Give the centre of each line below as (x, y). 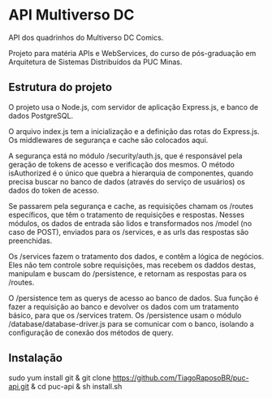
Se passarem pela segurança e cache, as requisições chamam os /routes (131, 206)
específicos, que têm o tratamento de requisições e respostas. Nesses (127, 215)
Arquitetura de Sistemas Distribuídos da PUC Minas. (95, 62)
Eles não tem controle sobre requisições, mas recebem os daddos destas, (132, 265)
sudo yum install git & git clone (60, 377)
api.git (19, 386)
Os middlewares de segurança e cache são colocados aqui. (108, 140)
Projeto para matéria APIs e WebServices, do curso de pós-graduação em (132, 53)
